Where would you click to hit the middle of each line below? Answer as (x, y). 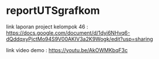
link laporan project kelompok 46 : (47, 27)
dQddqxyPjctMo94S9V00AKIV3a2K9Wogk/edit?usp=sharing (79, 39)
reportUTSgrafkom (53, 11)
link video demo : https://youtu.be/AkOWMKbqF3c (67, 50)
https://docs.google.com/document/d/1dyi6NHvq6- (68, 32)
